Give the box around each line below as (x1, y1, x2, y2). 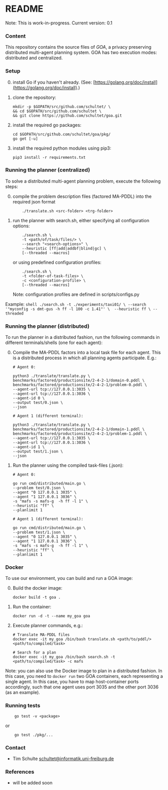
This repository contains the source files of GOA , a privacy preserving (5, 44, 151, 50)
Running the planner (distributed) (5, 323, 90, 330)
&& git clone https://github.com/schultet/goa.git (12, 113, 122, 118)
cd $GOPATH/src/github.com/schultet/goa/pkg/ (12, 131, 111, 137)
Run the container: (12, 604, 52, 610)
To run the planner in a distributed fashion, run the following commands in (5, 334, 160, 340)
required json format (12, 198, 56, 204)
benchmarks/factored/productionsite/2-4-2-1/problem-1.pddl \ (12, 431, 147, 436)
